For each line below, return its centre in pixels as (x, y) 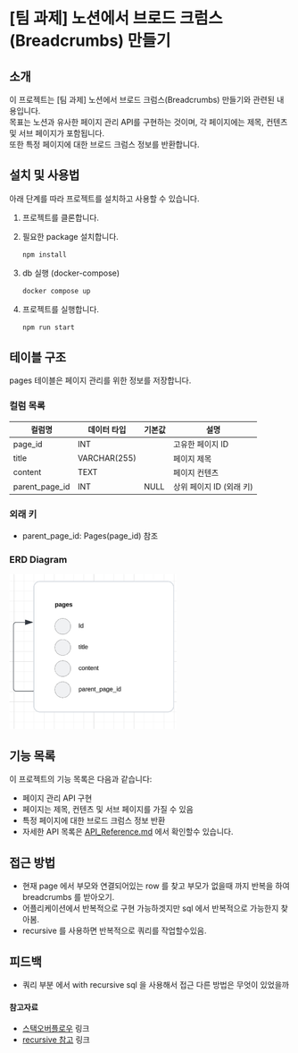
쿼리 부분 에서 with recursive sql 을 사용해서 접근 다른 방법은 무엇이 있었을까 (156, 985)
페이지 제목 (193, 458)
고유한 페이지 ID (201, 445)
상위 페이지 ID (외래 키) (213, 487)
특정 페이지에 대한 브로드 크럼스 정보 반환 (94, 820)
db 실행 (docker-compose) (71, 273)
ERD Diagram (38, 559)
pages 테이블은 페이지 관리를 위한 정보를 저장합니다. (100, 380)
